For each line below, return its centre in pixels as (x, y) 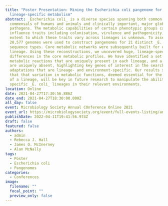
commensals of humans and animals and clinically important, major (81, 24)
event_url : (16, 112)
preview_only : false (31, 195)
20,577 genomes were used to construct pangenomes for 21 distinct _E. (86, 42)
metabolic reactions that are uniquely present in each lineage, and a (86, 61)
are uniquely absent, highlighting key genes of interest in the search (87, 65)
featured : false (22, 126)
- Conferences (24, 177)
